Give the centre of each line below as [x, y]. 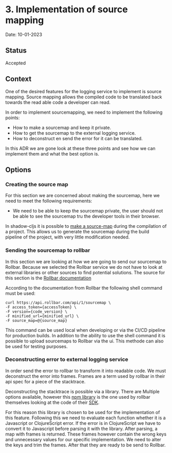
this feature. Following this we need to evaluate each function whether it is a [85, 418]
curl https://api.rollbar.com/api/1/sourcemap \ [58, 303]
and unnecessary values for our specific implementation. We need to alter [83, 439]
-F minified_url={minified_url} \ [42, 316]
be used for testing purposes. [37, 346]
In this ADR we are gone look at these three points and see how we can [80, 148]
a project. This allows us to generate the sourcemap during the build [77, 232]
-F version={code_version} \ [36, 311]
